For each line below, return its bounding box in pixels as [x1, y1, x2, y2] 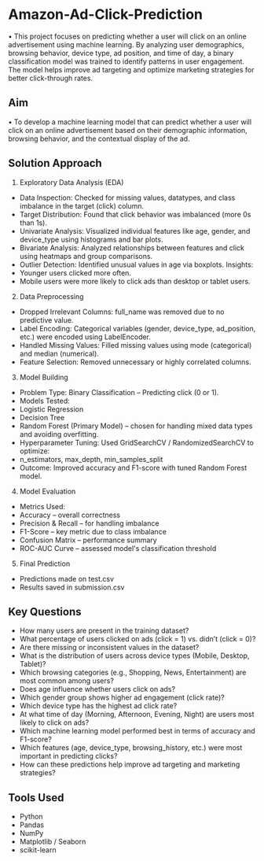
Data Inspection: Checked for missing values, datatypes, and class [19, 193, 236, 202]
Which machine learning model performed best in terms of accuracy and [19, 726, 255, 736]
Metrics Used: [19, 501, 65, 511]
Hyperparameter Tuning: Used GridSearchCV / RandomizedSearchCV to [19, 438, 254, 447]
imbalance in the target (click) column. [19, 201, 145, 210]
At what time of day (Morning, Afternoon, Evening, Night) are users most [19, 710, 255, 719]
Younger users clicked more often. [19, 268, 132, 277]
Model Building [19, 372, 68, 382]
